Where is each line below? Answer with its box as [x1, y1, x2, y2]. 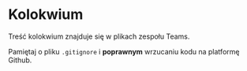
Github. [8, 55, 32, 65]
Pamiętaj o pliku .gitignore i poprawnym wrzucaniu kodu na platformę [8, 47, 240, 56]
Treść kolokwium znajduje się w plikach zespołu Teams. [8, 32, 190, 41]
